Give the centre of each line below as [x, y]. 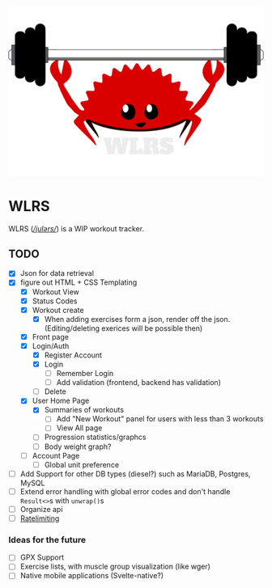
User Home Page [61, 401]
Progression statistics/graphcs [95, 437]
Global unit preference [82, 464]
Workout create [58, 310]
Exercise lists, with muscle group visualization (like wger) [115, 567]
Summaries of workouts [84, 410]
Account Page [56, 455]
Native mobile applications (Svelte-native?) [92, 576]
